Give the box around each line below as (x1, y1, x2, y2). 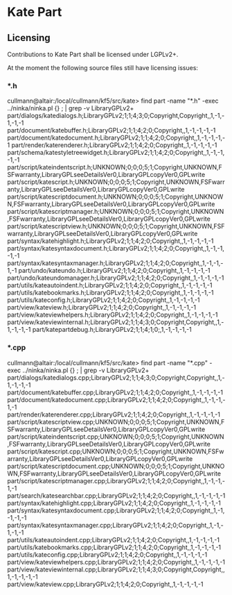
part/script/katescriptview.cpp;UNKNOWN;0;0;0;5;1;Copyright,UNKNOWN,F (7, 417, 225, 426)
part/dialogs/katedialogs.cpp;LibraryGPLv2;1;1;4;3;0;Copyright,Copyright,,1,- (7, 373, 225, 382)
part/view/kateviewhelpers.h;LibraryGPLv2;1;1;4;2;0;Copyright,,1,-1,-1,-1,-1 (7, 310, 218, 319)
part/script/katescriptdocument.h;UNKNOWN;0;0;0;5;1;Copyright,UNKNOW (7, 192, 224, 201)
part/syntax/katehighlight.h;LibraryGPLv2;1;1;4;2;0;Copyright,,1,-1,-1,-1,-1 (7, 237, 214, 245)
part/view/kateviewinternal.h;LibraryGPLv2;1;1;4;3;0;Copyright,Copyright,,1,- (7, 318, 224, 326)
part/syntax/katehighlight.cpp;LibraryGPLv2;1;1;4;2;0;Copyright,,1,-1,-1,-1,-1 (7, 498, 222, 507)
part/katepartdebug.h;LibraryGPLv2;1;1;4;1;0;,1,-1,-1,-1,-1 (32, 326, 192, 334)
